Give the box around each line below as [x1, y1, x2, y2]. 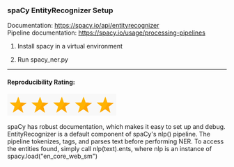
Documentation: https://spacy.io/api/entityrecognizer [7, 21, 159, 30]
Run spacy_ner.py [17, 55, 68, 64]
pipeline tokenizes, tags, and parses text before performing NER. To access [7, 137, 224, 146]
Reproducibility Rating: [7, 78, 75, 86]
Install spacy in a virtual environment [17, 42, 123, 51]
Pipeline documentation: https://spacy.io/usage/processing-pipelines [7, 28, 205, 37]
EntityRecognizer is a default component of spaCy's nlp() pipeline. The [7, 130, 211, 138]
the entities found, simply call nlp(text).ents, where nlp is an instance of [7, 144, 212, 152]
